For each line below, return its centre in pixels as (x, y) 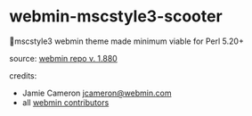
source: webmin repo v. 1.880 (63, 58)
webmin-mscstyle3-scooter (116, 17)
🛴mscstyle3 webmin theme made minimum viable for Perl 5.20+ (127, 41)
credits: (23, 75)
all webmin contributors (65, 102)
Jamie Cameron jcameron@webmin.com (97, 93)
